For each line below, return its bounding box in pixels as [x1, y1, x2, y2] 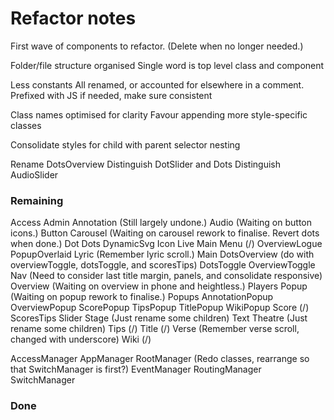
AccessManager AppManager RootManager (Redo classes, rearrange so [10, 353, 310, 365]
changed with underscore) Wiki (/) [10, 333, 152, 346]
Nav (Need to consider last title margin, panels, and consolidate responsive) [10, 270, 323, 282]
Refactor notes [10, 7, 137, 30]
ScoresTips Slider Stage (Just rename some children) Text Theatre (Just [10, 312, 308, 324]
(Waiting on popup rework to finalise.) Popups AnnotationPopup [10, 291, 274, 303]
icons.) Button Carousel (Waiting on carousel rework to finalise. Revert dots [10, 227, 320, 239]
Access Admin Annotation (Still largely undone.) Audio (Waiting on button [10, 217, 313, 229]
